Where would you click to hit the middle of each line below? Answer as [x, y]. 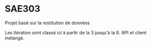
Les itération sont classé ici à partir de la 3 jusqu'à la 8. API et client [76, 32]
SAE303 [22, 9]
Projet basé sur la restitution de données [47, 23]
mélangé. [15, 38]
